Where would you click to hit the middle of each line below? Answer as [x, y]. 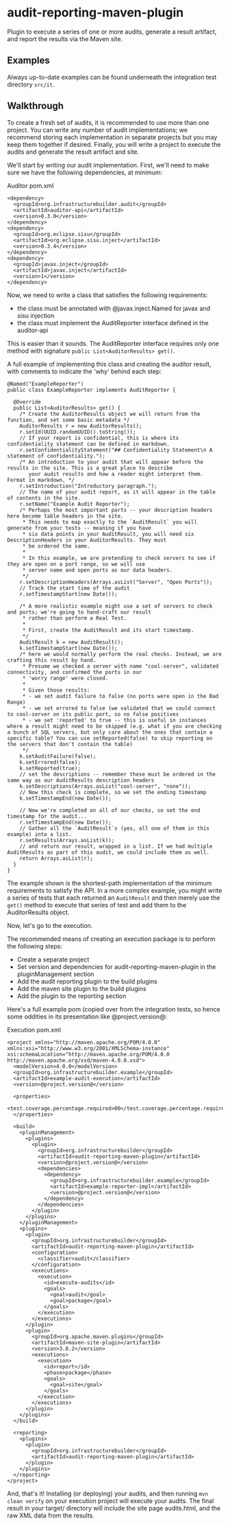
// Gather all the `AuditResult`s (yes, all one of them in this [115, 828]
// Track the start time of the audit [75, 588]
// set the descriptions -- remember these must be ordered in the [117, 774]
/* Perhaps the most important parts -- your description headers [116, 510]
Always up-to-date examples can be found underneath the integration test [112, 77]
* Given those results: [56, 690]
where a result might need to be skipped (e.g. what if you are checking [115, 726]
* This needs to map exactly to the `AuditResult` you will [110, 522]
